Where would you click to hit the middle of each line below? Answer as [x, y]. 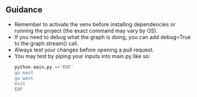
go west [24, 78]
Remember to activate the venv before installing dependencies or [95, 24]
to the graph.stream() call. [46, 43]
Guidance [24, 10]
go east [24, 72]
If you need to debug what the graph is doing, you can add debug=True [102, 37]
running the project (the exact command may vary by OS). [86, 31]
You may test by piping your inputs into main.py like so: [82, 56]
